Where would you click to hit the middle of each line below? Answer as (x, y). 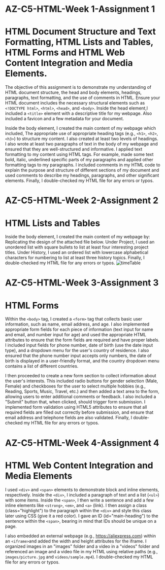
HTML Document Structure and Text (81, 32)
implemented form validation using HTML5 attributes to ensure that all (76, 407)
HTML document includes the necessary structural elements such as (75, 103)
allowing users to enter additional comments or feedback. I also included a (81, 397)
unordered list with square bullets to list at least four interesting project (77, 247)
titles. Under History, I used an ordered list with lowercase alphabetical (77, 252)
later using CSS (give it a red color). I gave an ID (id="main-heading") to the (82, 516)
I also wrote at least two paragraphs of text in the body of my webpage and (82, 144)
